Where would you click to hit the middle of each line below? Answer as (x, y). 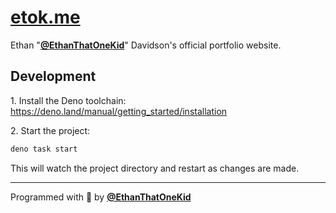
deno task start (44, 149)
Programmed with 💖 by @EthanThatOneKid (101, 197)
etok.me (45, 17)
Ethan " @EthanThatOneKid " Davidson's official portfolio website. (146, 45)
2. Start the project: (50, 130)
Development (53, 76)
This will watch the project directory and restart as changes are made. (155, 168)
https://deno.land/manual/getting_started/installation (119, 111)
